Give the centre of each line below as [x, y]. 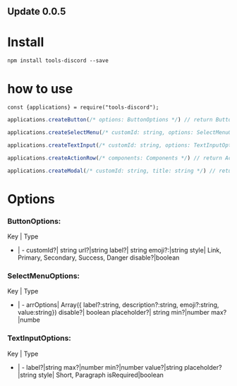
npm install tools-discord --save [58, 61]
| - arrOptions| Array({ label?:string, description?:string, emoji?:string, [118, 305]
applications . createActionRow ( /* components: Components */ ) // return [115, 158]
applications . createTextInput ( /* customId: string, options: [99, 145]
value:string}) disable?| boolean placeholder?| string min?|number [114, 313]
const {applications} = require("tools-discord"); [83, 108]
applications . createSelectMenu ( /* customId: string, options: [101, 133]
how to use [40, 89]
